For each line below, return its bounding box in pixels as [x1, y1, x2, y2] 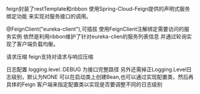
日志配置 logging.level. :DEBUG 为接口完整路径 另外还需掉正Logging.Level [6, 66, 187, 73]
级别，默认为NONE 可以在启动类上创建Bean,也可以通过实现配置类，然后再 [11, 74, 194, 80]
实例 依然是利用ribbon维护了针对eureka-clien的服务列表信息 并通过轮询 [11, 33, 187, 40]
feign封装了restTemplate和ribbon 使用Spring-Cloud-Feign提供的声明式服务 [6, 5, 190, 12]
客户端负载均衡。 [16, 41, 59, 47]
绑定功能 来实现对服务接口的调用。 [6, 13, 91, 20]
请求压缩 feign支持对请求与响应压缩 [6, 53, 94, 60]
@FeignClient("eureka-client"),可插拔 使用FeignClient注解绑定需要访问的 [6, 26, 184, 32]
